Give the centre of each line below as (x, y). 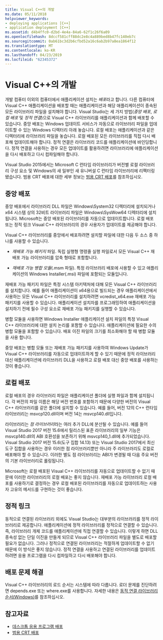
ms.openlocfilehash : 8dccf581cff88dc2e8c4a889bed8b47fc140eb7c (71, 37)
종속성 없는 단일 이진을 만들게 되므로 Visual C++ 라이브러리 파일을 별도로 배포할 (81, 537)
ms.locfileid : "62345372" (31, 59)
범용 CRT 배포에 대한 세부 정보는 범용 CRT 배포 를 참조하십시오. (83, 177)
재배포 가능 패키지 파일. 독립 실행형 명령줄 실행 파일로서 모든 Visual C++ (81, 251)
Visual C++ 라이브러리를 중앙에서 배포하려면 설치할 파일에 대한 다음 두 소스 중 (79, 235)
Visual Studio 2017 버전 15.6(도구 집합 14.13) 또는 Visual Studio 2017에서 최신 (80, 442)
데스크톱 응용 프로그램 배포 (37, 626)
